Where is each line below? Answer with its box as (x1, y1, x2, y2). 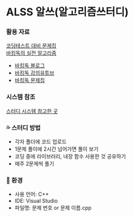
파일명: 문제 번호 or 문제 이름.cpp (14, 204, 92, 212)
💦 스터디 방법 (6, 123, 41, 132)
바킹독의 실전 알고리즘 (6, 49, 57, 56)
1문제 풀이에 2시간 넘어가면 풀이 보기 (14, 145, 99, 153)
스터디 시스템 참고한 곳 (6, 107, 58, 115)
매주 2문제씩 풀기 (14, 160, 55, 168)
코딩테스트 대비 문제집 (6, 42, 57, 49)
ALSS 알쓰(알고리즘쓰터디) (6, 5, 129, 19)
